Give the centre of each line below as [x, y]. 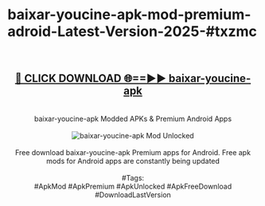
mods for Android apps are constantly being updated [133, 161]
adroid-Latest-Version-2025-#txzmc [132, 31]
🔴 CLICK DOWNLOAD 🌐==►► [91, 78]
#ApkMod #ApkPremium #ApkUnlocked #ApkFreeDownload [133, 186]
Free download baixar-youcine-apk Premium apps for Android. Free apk [133, 152]
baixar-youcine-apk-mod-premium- [129, 15]
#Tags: [133, 177]
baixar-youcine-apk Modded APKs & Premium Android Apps [133, 119]
